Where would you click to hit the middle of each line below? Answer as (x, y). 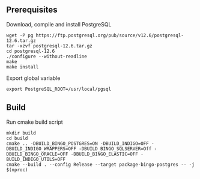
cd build (17, 138)
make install (23, 67)
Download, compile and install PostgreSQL (59, 24)
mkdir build (21, 133)
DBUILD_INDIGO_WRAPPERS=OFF (41, 149)
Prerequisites (32, 10)
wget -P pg (20, 35)
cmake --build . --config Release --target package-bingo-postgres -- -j (101, 165)
